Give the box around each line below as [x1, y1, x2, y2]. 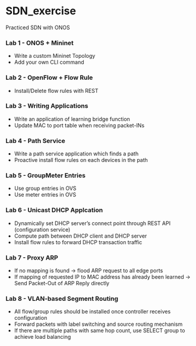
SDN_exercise [5, 4, 77, 18]
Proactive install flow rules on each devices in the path [14, 157, 148, 164]
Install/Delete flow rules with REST [14, 87, 99, 94]
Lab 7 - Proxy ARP [5, 253, 59, 261]
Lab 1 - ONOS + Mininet [5, 39, 74, 47]
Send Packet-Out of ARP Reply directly [14, 280, 110, 287]
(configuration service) [14, 226, 71, 233]
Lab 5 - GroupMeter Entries [5, 172, 86, 180]
